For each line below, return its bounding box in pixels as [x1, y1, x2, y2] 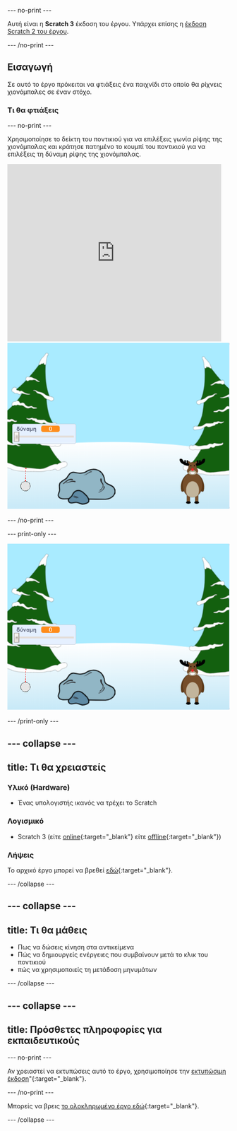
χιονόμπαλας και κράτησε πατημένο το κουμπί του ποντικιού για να [7, 143, 206, 151]
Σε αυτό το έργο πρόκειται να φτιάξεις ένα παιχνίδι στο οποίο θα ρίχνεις [7, 80, 222, 88]
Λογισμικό [7, 816, 44, 826]
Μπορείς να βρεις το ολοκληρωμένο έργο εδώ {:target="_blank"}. [7, 1102, 200, 1111]
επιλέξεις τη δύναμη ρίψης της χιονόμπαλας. [7, 150, 141, 158]
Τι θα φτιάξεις [7, 105, 59, 115]
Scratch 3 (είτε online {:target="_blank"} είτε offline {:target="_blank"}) [17, 832, 221, 841]
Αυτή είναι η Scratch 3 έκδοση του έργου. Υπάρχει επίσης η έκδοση [7, 20, 207, 28]
